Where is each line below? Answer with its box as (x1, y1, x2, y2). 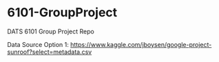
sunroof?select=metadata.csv (7, 48, 92, 56)
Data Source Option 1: (7, 40, 69, 48)
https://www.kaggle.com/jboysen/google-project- (70, 40, 212, 48)
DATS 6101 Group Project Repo (7, 27, 94, 35)
